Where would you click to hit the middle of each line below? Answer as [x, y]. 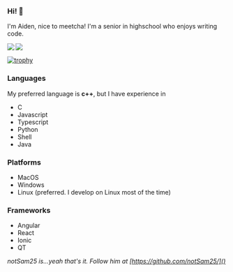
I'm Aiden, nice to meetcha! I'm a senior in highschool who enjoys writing [112, 27]
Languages [27, 78]
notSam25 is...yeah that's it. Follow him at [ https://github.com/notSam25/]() [116, 262]
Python [28, 129]
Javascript [32, 114]
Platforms [24, 162]
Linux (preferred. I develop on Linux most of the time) [94, 192]
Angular [29, 225]
